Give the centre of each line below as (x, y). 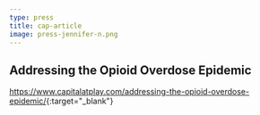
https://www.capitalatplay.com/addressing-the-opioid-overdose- (129, 92)
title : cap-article (46, 26)
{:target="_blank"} (80, 101)
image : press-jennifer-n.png (64, 34)
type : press (31, 17)
